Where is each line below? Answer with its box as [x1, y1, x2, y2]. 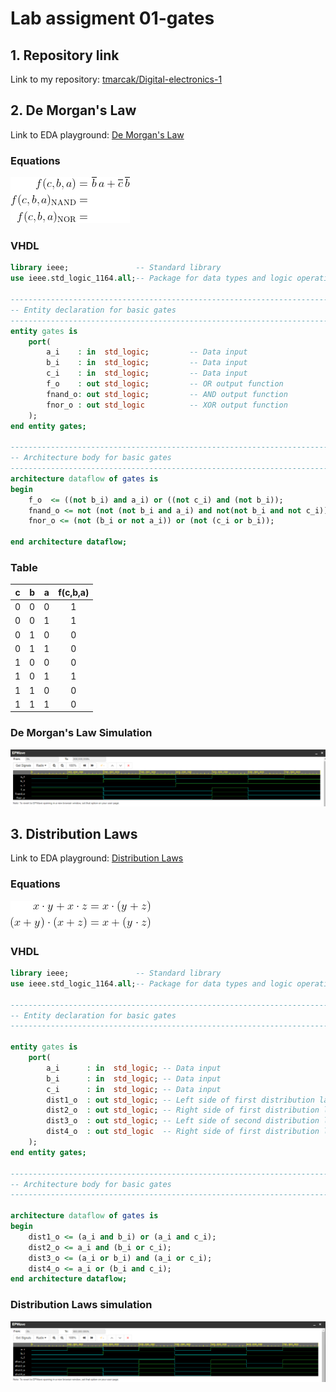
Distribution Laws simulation [10, 1298, 153, 1312]
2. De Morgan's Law [10, 102, 137, 119]
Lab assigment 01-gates [10, 7, 215, 30]
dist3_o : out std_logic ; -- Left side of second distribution [46, 1116, 320, 1126]
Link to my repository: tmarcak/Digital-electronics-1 [10, 73, 223, 85]
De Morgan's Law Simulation [10, 726, 153, 740]
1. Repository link [10, 47, 120, 64]
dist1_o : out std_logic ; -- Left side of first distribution [46, 1095, 315, 1105]
